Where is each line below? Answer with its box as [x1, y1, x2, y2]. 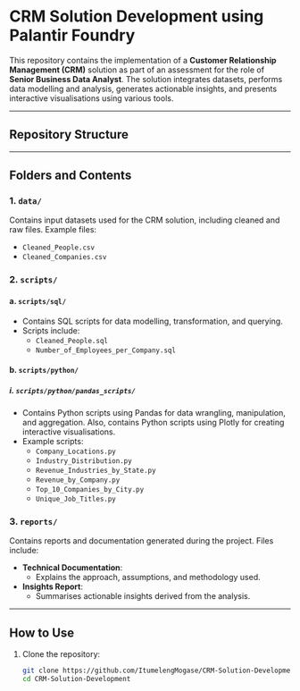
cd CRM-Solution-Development [21, 675, 131, 684]
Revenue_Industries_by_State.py [35, 467, 156, 476]
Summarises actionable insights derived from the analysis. [35, 591, 251, 602]
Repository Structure [9, 127, 129, 142]
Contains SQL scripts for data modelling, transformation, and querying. [21, 316, 283, 326]
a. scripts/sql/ [9, 295, 67, 306]
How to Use [9, 625, 75, 640]
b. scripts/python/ [9, 365, 79, 375]
